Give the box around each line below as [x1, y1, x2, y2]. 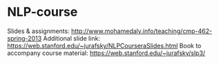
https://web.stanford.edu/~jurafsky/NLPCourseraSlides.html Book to [7, 41, 202, 50]
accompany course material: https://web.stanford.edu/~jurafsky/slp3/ [7, 49, 206, 57]
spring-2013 [7, 34, 42, 42]
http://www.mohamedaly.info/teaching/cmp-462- [71, 27, 213, 35]
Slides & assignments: [7, 27, 70, 35]
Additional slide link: [43, 34, 100, 42]
